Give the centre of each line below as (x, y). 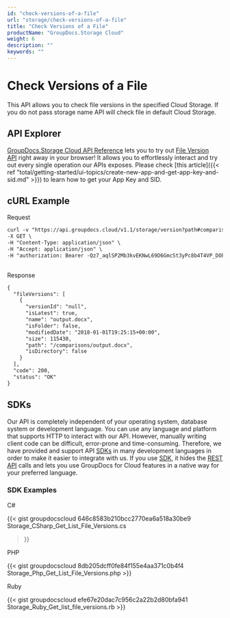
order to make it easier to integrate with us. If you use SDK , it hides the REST (115, 458)
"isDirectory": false (56, 352)
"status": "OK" (35, 377)
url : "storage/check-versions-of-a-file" (67, 20)
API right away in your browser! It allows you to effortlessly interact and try (112, 157)
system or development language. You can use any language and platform (112, 428)
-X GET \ (20, 237)
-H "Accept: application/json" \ (55, 249)
